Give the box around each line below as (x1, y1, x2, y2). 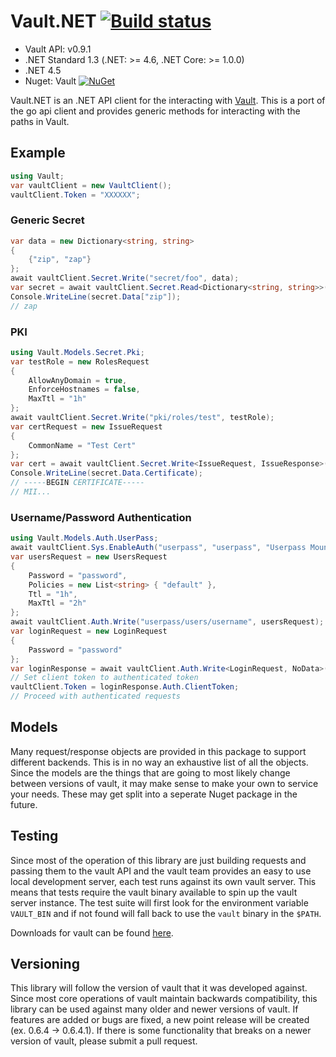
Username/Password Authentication (10, 510, 192, 524)
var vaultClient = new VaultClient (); (10, 180, 172, 190)
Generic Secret (10, 213, 85, 227)
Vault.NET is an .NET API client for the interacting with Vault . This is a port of (10, 94, 326, 106)
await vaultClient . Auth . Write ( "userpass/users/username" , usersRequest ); (10, 617, 325, 627)
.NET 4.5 (24, 64, 62, 76)
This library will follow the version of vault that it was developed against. (10, 982, 308, 994)
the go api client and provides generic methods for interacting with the (10, 105, 301, 117)
